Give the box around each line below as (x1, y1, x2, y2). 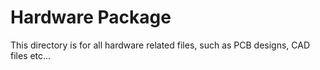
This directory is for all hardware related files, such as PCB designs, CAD (10, 39, 311, 51)
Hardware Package (10, 6, 172, 29)
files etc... (10, 49, 52, 61)
